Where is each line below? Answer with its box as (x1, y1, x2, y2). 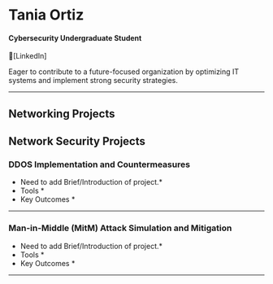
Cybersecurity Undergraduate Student (8, 33, 142, 42)
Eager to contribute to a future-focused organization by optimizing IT (8, 67, 240, 76)
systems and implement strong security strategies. (8, 76, 179, 85)
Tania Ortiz (8, 6, 84, 24)
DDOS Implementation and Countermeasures (8, 159, 191, 170)
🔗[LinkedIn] (8, 51, 47, 61)
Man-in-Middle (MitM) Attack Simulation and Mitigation (8, 222, 232, 234)
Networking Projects (8, 107, 115, 120)
